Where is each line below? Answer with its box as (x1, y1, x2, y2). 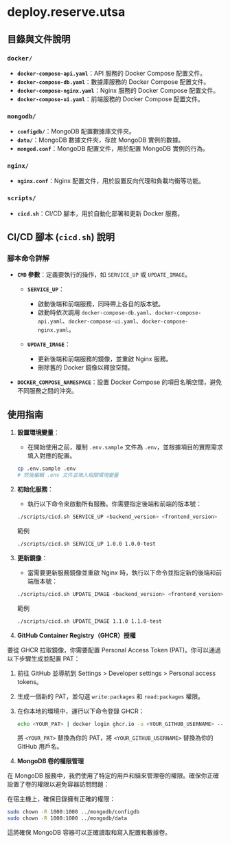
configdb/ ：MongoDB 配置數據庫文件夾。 (16, 127, 135, 136)
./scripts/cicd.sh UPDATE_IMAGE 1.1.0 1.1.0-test (16, 617, 163, 625)
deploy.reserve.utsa (7, 4, 126, 20)
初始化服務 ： (16, 485, 54, 493)
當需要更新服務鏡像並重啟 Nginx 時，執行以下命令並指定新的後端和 (27, 568, 216, 577)
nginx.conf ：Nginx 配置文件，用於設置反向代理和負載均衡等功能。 (16, 177, 205, 185)
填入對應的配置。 (27, 451, 76, 460)
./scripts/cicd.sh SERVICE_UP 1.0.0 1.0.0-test (16, 540, 156, 547)
